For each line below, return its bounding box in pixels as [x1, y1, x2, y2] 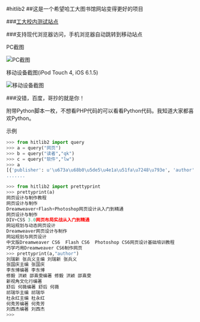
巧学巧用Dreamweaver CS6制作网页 [6, 245, 83, 251]
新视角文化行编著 [6, 278, 43, 284]
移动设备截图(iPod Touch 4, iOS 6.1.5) [6, 69, 98, 76]
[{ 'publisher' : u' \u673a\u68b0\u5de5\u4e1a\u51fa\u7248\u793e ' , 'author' [6, 167, 195, 173]
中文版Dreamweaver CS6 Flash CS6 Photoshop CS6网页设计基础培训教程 [6, 239, 175, 245]
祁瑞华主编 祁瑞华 [6, 290, 45, 296]
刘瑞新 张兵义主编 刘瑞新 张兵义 [6, 256, 77, 262]
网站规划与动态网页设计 [6, 222, 56, 229]
